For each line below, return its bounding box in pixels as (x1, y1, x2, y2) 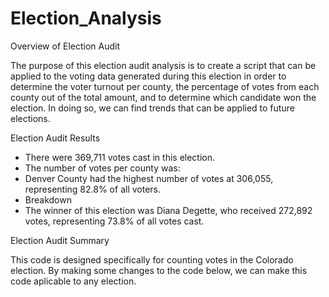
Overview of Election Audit (10, 40, 121, 52)
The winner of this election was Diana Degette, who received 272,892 (24, 204, 313, 216)
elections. (10, 112, 51, 124)
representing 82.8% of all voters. (24, 183, 162, 195)
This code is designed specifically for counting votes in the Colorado (10, 253, 294, 266)
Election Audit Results (10, 132, 101, 144)
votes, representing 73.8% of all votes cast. (24, 215, 205, 227)
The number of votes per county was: (24, 162, 181, 174)
